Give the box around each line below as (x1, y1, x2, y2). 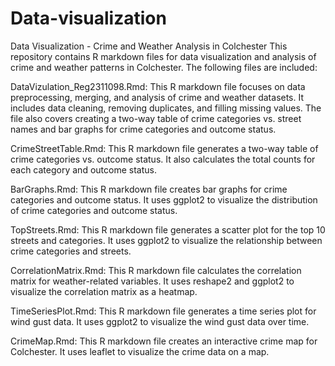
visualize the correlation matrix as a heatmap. (10, 285, 198, 297)
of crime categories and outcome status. (10, 204, 178, 216)
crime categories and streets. (10, 245, 132, 257)
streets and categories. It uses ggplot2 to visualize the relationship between (10, 234, 323, 246)
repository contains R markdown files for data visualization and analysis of (10, 50, 317, 62)
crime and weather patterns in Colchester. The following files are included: (10, 61, 318, 73)
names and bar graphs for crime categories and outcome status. (10, 123, 277, 135)
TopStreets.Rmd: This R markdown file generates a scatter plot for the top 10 (10, 223, 326, 236)
